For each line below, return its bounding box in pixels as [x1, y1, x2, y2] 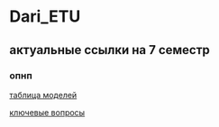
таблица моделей [9, 89, 78, 100]
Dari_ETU [9, 6, 81, 27]
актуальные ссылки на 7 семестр [9, 42, 210, 58]
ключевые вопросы [9, 106, 86, 118]
